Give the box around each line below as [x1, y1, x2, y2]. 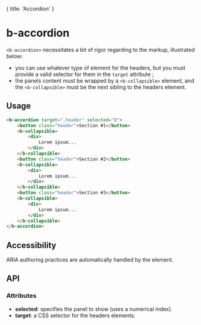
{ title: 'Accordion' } [6, 5, 54, 12]
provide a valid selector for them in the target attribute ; [14, 71, 154, 78]
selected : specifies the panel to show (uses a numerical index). [14, 305, 173, 312]
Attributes [6, 292, 37, 300]
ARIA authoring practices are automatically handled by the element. [6, 256, 174, 263]
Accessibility [6, 240, 57, 250]
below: [6, 52, 23, 60]
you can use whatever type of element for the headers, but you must [14, 64, 185, 71]
